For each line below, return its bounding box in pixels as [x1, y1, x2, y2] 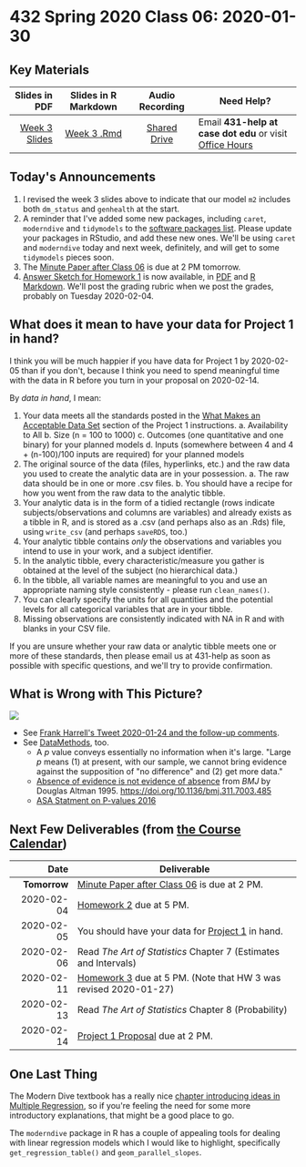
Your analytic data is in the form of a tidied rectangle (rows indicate [22, 496, 275, 507]
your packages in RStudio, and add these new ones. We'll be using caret [22, 232, 296, 243]
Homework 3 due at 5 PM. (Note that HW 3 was [76, 972, 281, 985]
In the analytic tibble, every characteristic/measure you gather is [22, 555, 265, 566]
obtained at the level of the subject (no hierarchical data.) [22, 565, 239, 576]
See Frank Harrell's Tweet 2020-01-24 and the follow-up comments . [22, 727, 280, 739]
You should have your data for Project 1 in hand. [76, 925, 284, 937]
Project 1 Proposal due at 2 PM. [76, 1029, 213, 1042]
